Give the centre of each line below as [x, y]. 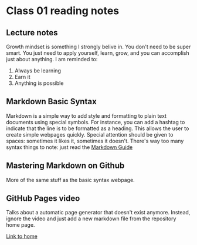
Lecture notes [32, 33]
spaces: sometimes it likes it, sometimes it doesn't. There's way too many [95, 141]
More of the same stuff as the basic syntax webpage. [70, 180]
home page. [21, 225]
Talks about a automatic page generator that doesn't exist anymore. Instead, [98, 213]
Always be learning [38, 71]
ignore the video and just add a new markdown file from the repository [91, 218]
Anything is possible [39, 83]
